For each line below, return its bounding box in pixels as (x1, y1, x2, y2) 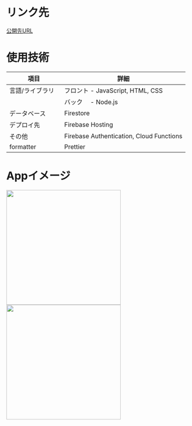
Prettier (64, 142, 85, 151)
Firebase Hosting (64, 120, 113, 129)
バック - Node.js (64, 97, 118, 106)
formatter (9, 142, 37, 151)
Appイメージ (6, 169, 71, 183)
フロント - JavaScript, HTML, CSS (64, 86, 163, 95)
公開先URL (6, 27, 34, 34)
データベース (9, 109, 46, 118)
